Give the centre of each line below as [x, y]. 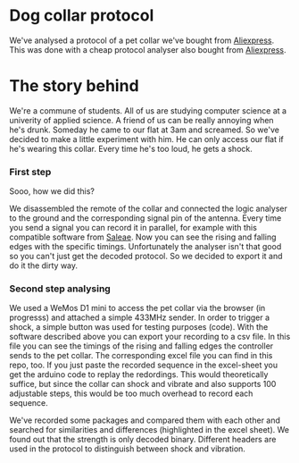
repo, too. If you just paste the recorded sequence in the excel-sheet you [144, 365]
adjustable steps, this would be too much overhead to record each [131, 393]
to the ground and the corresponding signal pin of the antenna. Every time [145, 218]
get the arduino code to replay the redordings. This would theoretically [139, 375]
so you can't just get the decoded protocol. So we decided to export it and [146, 257]
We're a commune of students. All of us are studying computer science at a [148, 110]
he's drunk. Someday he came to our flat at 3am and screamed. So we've [144, 130]
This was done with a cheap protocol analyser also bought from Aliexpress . [148, 49]
